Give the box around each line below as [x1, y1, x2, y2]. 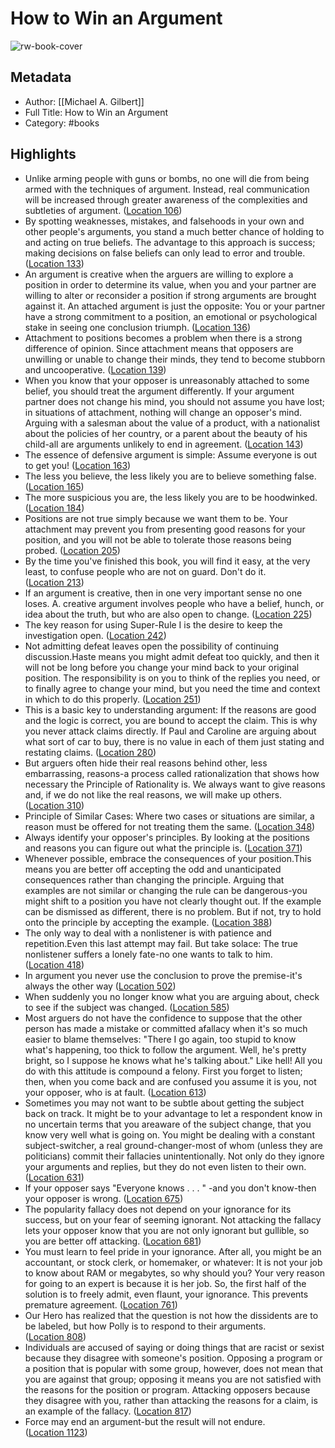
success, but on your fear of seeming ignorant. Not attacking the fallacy [24, 1213, 322, 1226]
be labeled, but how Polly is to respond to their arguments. [24, 1320, 267, 1332]
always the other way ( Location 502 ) [24, 980, 177, 992]
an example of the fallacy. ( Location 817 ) [24, 1405, 192, 1417]
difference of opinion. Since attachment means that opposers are [24, 342, 294, 354]
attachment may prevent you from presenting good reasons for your [24, 523, 306, 535]
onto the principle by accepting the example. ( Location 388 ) [24, 916, 273, 928]
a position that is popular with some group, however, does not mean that [24, 1362, 323, 1374]
